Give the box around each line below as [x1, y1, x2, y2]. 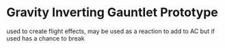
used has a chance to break [6, 34, 85, 42]
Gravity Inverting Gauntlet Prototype [6, 5, 218, 20]
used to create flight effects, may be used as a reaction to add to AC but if [6, 27, 215, 35]
